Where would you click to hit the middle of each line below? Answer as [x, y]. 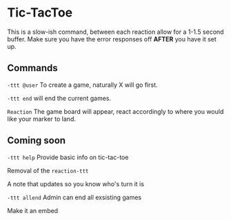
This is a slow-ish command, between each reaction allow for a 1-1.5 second [115, 32]
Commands [33, 68]
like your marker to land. [41, 119]
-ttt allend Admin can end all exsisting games [74, 197]
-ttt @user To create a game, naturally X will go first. [82, 85]
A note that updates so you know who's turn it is [76, 183]
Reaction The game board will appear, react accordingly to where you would [115, 111]
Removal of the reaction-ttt [48, 170]
